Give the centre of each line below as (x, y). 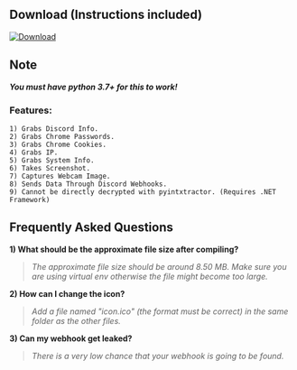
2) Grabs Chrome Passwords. (62, 136)
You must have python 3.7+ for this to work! (93, 87)
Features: (31, 110)
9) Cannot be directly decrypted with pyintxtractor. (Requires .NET (143, 192)
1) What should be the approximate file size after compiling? (124, 249)
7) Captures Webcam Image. (60, 176)
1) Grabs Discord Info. (54, 129)
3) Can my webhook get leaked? (71, 338)
